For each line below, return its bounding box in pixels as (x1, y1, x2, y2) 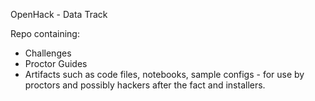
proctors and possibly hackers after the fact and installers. (24, 79, 266, 91)
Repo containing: (10, 28, 80, 39)
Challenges (24, 47, 72, 59)
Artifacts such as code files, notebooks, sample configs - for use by (24, 69, 305, 80)
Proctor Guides (24, 58, 88, 69)
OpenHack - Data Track (10, 9, 108, 20)
